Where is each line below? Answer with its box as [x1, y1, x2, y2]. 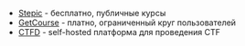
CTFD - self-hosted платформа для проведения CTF [17, 27, 221, 37]
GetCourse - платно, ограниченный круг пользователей [17, 17, 236, 28]
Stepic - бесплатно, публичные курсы [17, 8, 166, 18]
